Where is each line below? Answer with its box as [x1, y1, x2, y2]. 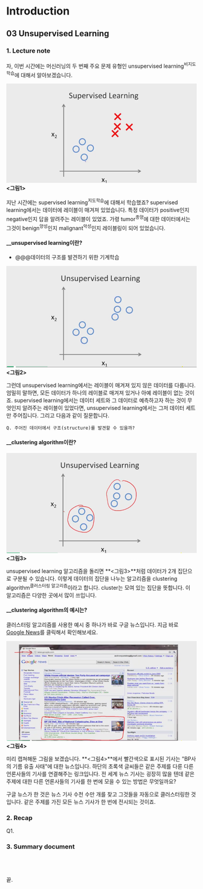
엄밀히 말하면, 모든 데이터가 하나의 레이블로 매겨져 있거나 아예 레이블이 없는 [6, 389, 184, 396]
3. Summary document [6, 842, 75, 851]
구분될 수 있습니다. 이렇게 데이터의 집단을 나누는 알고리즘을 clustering [12, 575, 178, 582]
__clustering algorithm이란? [6, 438, 77, 445]
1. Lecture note [6, 47, 51, 55]
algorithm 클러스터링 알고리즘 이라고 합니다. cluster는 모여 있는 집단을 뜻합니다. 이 [6, 583, 191, 591]
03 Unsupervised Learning [6, 28, 109, 39]
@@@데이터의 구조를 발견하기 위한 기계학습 [14, 254, 120, 261]
